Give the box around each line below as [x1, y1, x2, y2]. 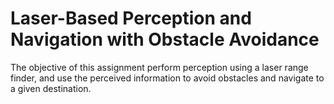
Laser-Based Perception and [10, 7, 252, 30]
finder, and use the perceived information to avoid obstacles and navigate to [10, 72, 325, 84]
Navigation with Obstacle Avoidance [10, 28, 320, 51]
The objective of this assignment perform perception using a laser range [10, 61, 309, 73]
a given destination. [10, 82, 92, 94]
